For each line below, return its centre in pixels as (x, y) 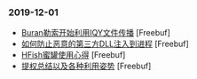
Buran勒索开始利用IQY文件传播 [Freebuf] (95, 33)
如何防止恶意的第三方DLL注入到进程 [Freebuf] (105, 44)
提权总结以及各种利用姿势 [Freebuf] (86, 66)
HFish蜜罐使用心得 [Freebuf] (73, 55)
